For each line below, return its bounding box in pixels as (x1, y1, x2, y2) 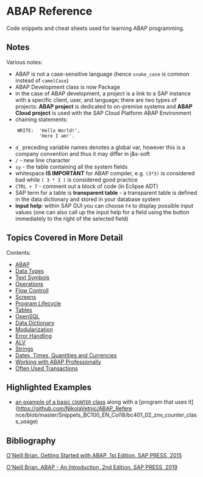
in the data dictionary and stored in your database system (15, 195, 160, 203)
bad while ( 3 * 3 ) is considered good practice (15, 176, 138, 183)
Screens (15, 293, 37, 300)
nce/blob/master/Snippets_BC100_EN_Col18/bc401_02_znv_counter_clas (15, 411, 197, 419)
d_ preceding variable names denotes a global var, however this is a (15, 144, 186, 151)
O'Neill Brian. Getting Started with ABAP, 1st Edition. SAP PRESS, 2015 (6, 452, 182, 459)
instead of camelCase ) (15, 76, 69, 84)
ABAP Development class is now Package (15, 83, 121, 90)
